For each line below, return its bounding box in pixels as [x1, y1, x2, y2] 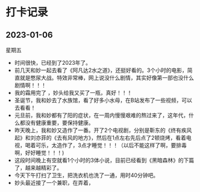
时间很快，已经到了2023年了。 [14, 59, 92, 66]
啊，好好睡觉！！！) [14, 149, 64, 156]
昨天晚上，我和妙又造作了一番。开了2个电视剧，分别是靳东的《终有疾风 [14, 127, 192, 134]
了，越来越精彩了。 [14, 164, 63, 171]
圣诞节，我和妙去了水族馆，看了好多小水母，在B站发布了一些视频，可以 [14, 97, 192, 104]
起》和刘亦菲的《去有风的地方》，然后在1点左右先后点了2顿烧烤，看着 [14, 134, 187, 141]
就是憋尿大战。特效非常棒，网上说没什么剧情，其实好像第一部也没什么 [19, 74, 194, 81]
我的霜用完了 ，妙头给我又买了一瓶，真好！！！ [14, 89, 133, 96]
